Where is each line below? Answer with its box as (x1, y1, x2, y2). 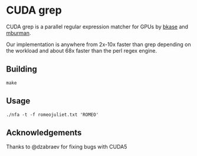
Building (6, 64, 37, 74)
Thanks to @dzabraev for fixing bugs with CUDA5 (6, 143, 127, 151)
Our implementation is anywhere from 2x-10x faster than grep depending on (6, 41, 191, 48)
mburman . (6, 29, 31, 36)
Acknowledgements (6, 128, 82, 138)
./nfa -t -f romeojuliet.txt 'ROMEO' (6, 112, 99, 118)
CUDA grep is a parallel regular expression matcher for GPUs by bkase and (6, 23, 189, 30)
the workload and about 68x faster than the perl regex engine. (6, 47, 157, 54)
